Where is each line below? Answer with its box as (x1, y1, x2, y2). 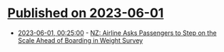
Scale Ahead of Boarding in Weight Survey (17, 36, 143, 44)
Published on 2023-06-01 (7, 5, 164, 21)
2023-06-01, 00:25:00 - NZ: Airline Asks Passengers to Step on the (17, 28, 217, 37)
